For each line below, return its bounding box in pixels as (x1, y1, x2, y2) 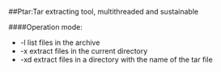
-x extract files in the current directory (19, 46, 148, 55)
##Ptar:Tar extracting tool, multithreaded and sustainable (8, 7, 199, 16)
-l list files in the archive (19, 38, 100, 47)
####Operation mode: (8, 22, 83, 31)
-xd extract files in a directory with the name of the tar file (19, 55, 213, 64)
